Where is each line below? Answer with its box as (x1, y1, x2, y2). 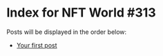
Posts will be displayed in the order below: (6, 28, 127, 36)
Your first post (16, 41, 57, 49)
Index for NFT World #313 (6, 5, 156, 21)
